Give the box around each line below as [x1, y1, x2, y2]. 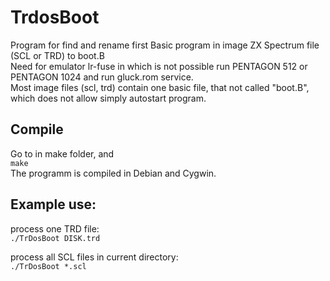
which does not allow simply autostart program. [10, 92, 207, 104]
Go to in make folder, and [10, 147, 115, 160]
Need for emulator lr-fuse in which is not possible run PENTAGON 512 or [10, 60, 308, 72]
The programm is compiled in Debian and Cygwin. [10, 167, 217, 179]
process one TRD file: [10, 222, 100, 235]
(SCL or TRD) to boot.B [10, 49, 105, 61]
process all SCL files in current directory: [10, 251, 179, 263]
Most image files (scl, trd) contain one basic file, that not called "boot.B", [10, 81, 310, 93]
